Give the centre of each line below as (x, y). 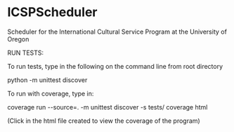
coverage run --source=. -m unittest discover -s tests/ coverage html (108, 107)
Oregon (18, 39)
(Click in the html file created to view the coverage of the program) (104, 121)
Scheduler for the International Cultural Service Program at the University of (117, 32)
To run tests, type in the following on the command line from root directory (115, 66)
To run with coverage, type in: (51, 93)
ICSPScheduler (52, 12)
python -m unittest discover (47, 80)
